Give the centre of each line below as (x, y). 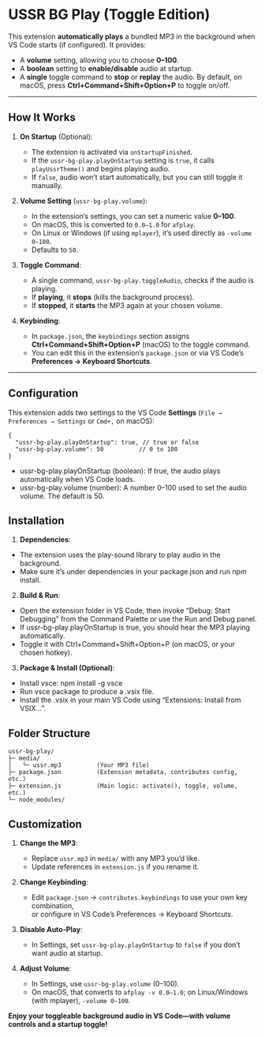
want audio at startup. (67, 953)
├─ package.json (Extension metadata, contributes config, (123, 772)
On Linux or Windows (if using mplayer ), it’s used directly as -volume (142, 233)
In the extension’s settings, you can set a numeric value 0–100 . (134, 216)
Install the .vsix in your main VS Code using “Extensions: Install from (130, 700)
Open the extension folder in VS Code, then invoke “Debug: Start (125, 611)
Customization (45, 824)
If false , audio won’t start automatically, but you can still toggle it (137, 177)
